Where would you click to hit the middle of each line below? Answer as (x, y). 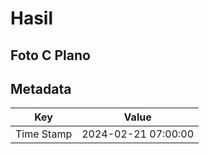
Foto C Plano (50, 55)
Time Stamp (44, 134)
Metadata (41, 88)
